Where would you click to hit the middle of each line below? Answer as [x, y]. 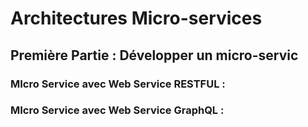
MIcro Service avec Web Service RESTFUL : [118, 84]
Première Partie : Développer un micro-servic [154, 55]
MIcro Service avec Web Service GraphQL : [117, 110]
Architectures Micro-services [136, 18]
